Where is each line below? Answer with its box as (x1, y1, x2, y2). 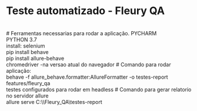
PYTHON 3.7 (6, 36, 37, 43)
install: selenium (6, 42, 45, 49)
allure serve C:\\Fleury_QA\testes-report (6, 98, 103, 105)
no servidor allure (6, 92, 49, 99)
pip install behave (6, 48, 49, 55)
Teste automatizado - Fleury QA (6, 4, 165, 18)
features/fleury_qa (6, 79, 51, 86)
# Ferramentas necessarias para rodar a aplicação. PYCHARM (6, 29, 157, 36)
